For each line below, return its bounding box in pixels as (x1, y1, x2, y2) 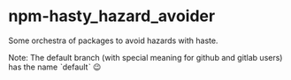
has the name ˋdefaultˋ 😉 (8, 62, 102, 72)
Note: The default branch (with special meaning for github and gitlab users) (8, 52, 283, 62)
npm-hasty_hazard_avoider (8, 6, 216, 26)
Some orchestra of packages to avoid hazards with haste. (8, 35, 218, 46)
